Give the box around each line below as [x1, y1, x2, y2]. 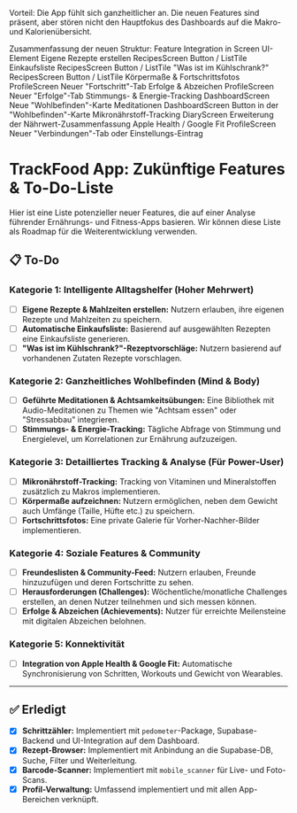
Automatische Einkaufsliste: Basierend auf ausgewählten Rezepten [21, 323, 271, 334]
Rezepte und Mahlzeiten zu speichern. [21, 314, 163, 324]
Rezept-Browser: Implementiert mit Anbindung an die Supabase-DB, [21, 745, 274, 755]
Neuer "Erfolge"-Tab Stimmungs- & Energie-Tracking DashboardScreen [9, 90, 270, 101]
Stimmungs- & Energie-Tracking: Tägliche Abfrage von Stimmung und [21, 424, 281, 435]
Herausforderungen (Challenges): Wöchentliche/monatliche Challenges [21, 586, 287, 597]
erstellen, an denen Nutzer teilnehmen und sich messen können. [21, 597, 257, 608]
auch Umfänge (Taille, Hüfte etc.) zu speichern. [21, 505, 195, 516]
